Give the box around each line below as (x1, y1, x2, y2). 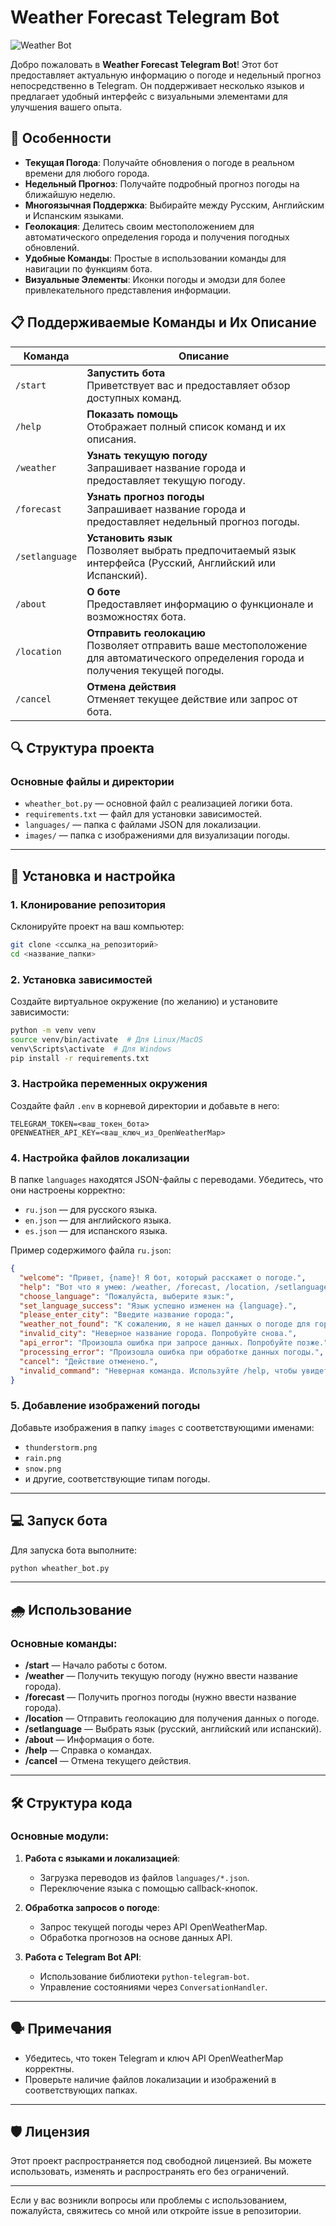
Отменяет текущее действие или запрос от (86, 692, 298, 706)
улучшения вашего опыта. (10, 101, 122, 113)
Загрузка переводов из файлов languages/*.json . (39, 1871, 250, 1883)
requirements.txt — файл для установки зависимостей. (24, 808, 262, 820)
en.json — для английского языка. (24, 1214, 172, 1226)
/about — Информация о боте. (24, 1734, 155, 1746)
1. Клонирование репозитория (10, 897, 166, 911)
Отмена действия (86, 679, 177, 693)
